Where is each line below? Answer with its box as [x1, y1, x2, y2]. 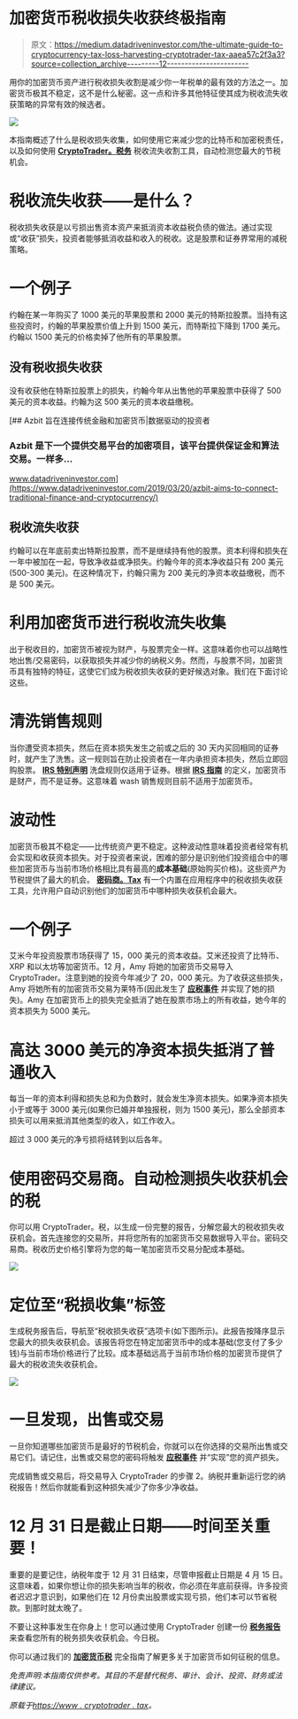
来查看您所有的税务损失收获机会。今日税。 [9, 1632, 164, 1644]
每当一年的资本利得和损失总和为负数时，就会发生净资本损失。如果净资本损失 [9, 1093, 288, 1104]
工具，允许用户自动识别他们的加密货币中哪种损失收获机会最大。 [9, 885, 241, 896]
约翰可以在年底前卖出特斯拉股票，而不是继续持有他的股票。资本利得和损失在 [9, 545, 288, 556]
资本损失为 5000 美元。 [9, 1006, 96, 1016]
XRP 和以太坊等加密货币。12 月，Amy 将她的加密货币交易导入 [9, 961, 234, 972]
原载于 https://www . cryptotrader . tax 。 [9, 1700, 157, 1711]
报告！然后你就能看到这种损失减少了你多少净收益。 [16, 1482, 203, 1493]
